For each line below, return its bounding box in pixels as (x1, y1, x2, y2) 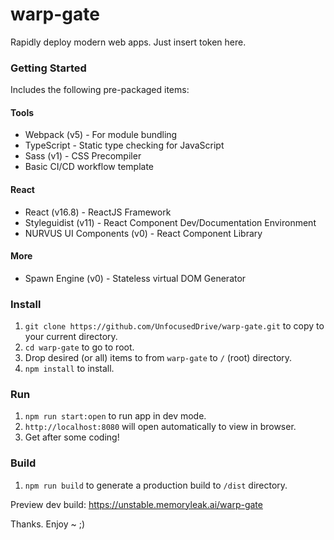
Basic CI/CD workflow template (24, 161, 155, 173)
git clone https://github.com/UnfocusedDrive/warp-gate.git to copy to (24, 320, 325, 332)
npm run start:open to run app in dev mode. (24, 410, 207, 422)
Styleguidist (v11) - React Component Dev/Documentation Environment (24, 216, 317, 228)
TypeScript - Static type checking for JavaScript (24, 139, 225, 152)
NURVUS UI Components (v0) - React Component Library (24, 227, 263, 239)
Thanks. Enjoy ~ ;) (10, 518, 86, 530)
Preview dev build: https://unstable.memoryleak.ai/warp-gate (10, 498, 263, 510)
